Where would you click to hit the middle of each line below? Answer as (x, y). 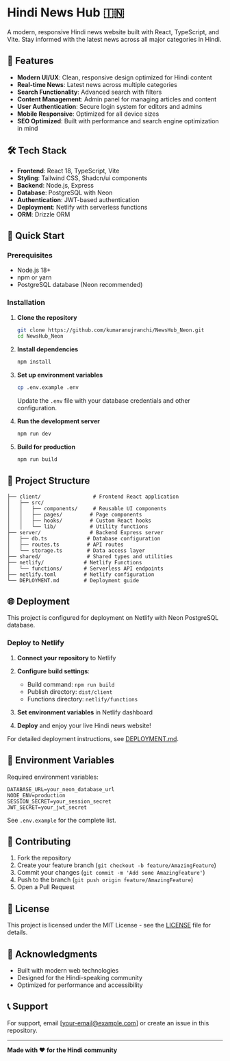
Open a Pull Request (46, 887)
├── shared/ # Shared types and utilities (90, 556)
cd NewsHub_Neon (40, 336)
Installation (26, 303)
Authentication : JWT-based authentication (78, 199)
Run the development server (59, 421)
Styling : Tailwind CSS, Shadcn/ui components (82, 178)
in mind (27, 128)
